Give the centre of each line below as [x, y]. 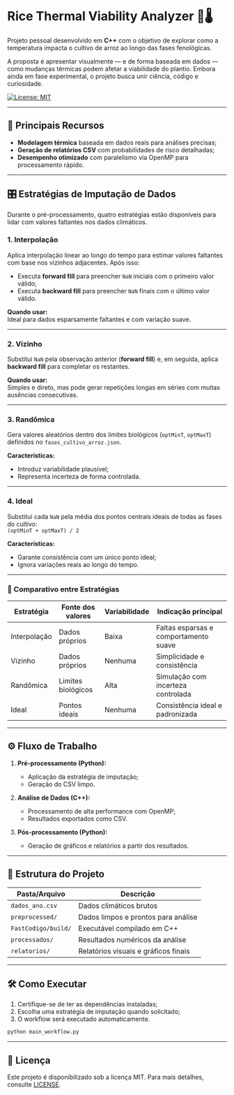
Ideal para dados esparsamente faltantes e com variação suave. [99, 319]
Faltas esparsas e [185, 628]
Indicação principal [190, 612]
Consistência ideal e [189, 705]
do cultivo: [22, 524]
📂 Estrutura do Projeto [56, 874]
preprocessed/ [34, 917]
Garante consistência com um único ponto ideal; [87, 557]
